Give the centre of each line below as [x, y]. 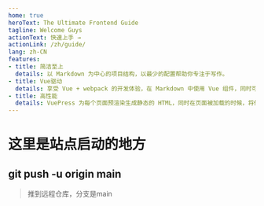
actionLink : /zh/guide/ [47, 45]
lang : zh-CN [27, 52]
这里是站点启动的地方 [77, 144]
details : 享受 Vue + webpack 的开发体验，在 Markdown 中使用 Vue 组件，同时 [134, 88]
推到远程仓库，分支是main [70, 194]
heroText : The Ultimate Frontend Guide [73, 23]
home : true [26, 15]
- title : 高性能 [33, 96]
